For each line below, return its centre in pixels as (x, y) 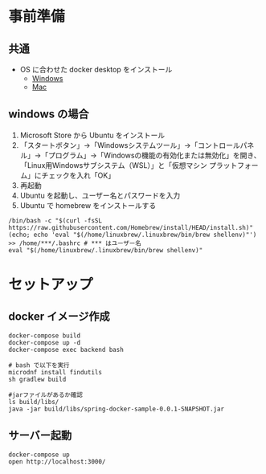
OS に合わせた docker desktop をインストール (96, 69)
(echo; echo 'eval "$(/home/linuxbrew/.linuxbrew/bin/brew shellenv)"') (133, 235)
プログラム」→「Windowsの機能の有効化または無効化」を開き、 (154, 155)
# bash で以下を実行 (39, 365)
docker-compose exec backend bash (66, 349)
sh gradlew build (37, 379)
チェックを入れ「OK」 (78, 175)
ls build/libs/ (34, 402)
